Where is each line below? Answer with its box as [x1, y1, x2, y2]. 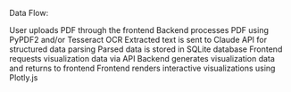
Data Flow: [9, 8, 49, 18]
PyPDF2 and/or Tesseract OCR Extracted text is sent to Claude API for [9, 35, 268, 45]
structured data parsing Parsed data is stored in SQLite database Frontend [9, 44, 283, 54]
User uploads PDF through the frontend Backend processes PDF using [9, 25, 270, 35]
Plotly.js [9, 72, 38, 83]
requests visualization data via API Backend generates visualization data [9, 54, 275, 63]
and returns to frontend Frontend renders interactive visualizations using [9, 63, 276, 73]
